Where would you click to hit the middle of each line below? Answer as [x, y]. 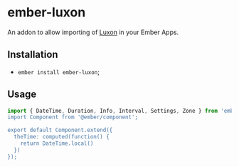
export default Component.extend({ [60, 130]
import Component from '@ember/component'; [73, 117]
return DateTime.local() [57, 143]
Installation [33, 55]
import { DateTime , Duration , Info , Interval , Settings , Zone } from [113, 111]
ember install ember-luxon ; [59, 71]
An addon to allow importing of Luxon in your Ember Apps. [93, 32]
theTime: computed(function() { [62, 137]
